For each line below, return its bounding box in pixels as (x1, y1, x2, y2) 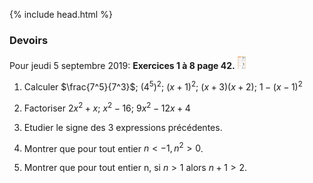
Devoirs (9, 33, 49, 47)
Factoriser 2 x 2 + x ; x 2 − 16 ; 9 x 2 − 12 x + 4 (23, 100, 191, 114)
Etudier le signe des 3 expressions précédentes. (23, 121, 223, 133)
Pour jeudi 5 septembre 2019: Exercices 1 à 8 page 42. (9, 60, 236, 72)
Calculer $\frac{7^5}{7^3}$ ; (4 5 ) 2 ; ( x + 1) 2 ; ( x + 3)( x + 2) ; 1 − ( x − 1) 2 (23, 79, 303, 93)
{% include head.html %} (9, 9, 113, 20)
